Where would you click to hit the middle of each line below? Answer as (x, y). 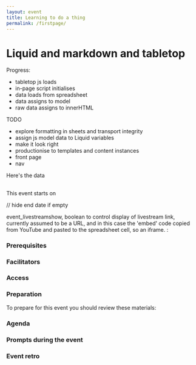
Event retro (23, 356)
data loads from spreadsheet (51, 95)
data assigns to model (43, 102)
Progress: (18, 70)
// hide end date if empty (37, 205)
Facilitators (23, 262)
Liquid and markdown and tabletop (96, 53)
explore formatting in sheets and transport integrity (79, 131)
